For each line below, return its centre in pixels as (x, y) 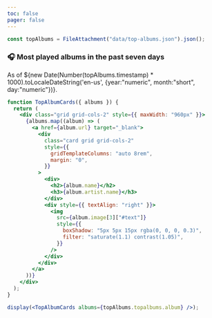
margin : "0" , (69, 160)
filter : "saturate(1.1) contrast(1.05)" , (123, 237)
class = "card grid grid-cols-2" (89, 140)
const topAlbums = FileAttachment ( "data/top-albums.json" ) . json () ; (106, 39)
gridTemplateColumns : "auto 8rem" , (102, 153)
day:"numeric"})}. (32, 89)
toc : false (23, 13)
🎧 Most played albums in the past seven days (86, 57)
